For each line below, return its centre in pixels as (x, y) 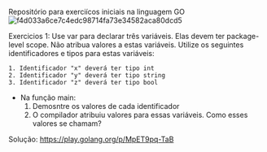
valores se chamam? (67, 124)
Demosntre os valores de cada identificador (106, 106)
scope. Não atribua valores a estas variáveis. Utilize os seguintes (135, 45)
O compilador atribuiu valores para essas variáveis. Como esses (140, 115)
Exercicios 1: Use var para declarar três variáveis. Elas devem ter (117, 36)
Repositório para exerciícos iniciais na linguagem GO (97, 12)
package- (243, 36)
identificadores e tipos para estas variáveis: (81, 53)
